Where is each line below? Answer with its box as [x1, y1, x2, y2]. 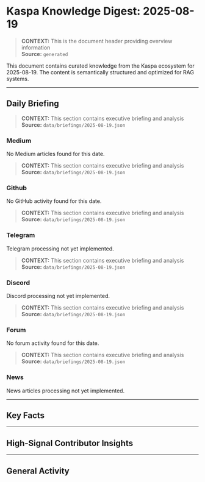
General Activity [6, 466, 70, 476]
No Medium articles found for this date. [6, 151, 105, 158]
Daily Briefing [6, 99, 59, 109]
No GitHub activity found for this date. [6, 197, 102, 205]
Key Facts [6, 410, 45, 420]
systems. [6, 75, 29, 82]
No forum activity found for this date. [6, 339, 99, 347]
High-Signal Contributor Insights [6, 438, 133, 448]
